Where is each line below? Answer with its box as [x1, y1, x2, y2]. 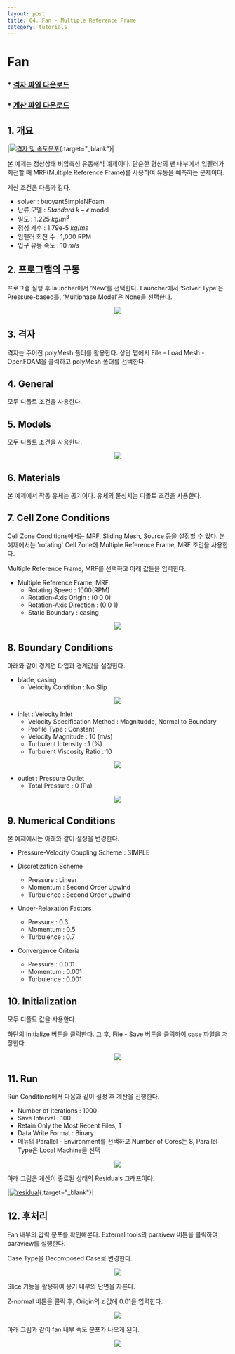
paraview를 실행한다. [7, 1239, 66, 1247]
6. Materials [7, 472, 61, 484]
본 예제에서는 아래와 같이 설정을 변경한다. [7, 834, 120, 843]
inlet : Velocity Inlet [17, 710, 73, 718]
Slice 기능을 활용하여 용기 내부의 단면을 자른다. [7, 1282, 135, 1291]
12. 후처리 [7, 1211, 48, 1222]
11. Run [7, 1073, 39, 1085]
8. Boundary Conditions [7, 641, 114, 654]
